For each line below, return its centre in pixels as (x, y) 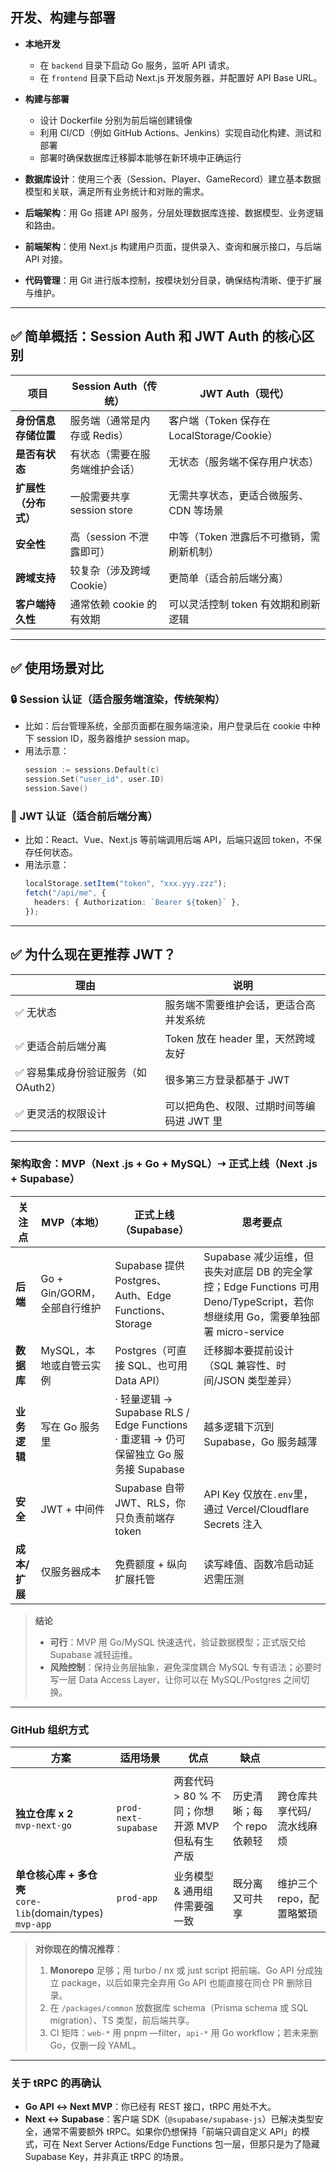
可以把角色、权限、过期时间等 (235, 1106)
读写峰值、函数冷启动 (254, 1564)
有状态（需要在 (105, 454)
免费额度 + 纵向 (151, 1564)
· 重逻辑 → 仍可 (150, 1439)
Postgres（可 (145, 1350)
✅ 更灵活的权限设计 (61, 1113)
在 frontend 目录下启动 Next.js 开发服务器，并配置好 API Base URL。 (181, 77)
